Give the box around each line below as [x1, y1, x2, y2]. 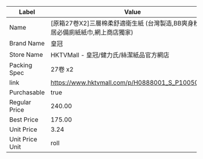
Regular [9, 98, 31, 106]
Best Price [9, 115, 39, 123]
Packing [9, 61, 33, 69]
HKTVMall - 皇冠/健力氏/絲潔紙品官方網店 [50, 51, 170, 59]
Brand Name [9, 39, 45, 47]
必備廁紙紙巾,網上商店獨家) [56, 28, 134, 36]
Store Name [9, 51, 43, 59]
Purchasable [9, 88, 45, 96]
